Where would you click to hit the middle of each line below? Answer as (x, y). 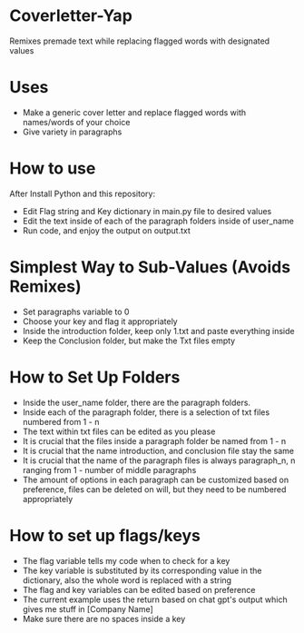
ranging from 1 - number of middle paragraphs (109, 470)
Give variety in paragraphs (72, 132)
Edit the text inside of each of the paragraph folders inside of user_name (158, 221)
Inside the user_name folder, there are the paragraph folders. (137, 402)
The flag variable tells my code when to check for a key (126, 560)
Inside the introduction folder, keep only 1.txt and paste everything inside (158, 331)
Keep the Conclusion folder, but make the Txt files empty (129, 341)
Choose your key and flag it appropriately (100, 321)
